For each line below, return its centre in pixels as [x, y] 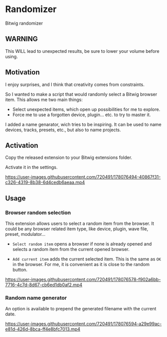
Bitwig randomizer [24, 23]
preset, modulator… [25, 234]
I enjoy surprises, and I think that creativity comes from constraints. [75, 85]
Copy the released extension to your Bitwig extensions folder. [69, 157]
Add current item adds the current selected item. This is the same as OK [87, 259]
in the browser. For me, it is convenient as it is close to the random [81, 265]
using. [12, 56]
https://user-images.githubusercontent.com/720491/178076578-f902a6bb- [83, 280]
